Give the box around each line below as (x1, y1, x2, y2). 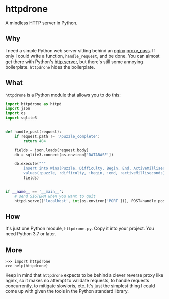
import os (5, 111, 26, 116)
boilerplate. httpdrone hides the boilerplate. (5, 64, 95, 70)
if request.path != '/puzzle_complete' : (14, 134, 100, 139)
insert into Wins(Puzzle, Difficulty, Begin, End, (23, 166, 132, 171)
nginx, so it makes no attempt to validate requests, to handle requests (5, 278, 150, 284)
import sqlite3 (5, 115, 37, 121)
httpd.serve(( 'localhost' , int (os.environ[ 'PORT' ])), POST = (14, 198, 143, 203)
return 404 (23, 138, 46, 144)
